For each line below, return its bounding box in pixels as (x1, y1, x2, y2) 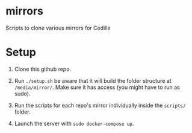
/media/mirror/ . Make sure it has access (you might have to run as (14, 83, 180, 91)
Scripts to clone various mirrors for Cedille (5, 24, 111, 31)
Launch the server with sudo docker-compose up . (14, 120, 134, 127)
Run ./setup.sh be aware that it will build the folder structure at (14, 77, 172, 84)
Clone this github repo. (14, 65, 72, 73)
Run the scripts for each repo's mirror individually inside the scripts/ (14, 102, 186, 109)
